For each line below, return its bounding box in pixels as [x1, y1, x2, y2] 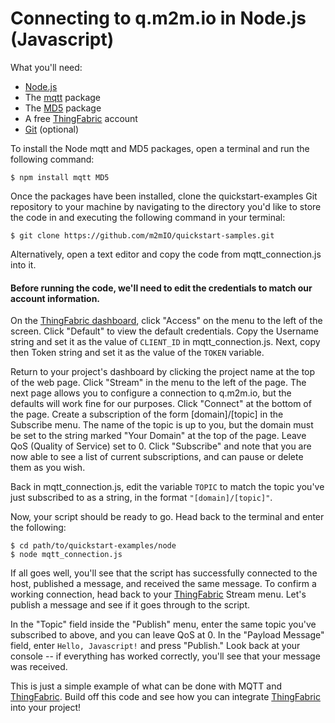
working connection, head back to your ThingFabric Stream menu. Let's [10, 588, 307, 601]
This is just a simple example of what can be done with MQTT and [10, 680, 283, 692]
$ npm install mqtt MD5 [10, 172, 110, 182]
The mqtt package [24, 91, 102, 103]
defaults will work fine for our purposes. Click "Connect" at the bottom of [10, 398, 312, 410]
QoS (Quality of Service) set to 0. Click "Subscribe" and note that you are [10, 440, 312, 452]
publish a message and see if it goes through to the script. [10, 599, 251, 611]
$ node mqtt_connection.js [10, 550, 123, 560]
